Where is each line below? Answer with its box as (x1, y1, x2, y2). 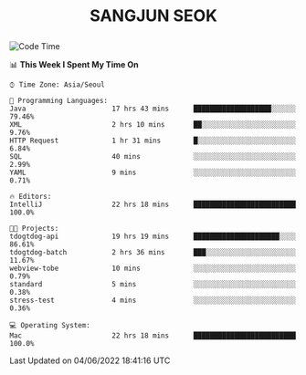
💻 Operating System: (9, 321, 91, 330)
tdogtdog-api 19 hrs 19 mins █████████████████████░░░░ (9, 232, 297, 242)
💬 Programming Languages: (9, 97, 108, 106)
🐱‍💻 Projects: (9, 224, 59, 234)
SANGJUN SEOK (90, 5, 217, 26)
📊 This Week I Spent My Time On (9, 59, 139, 70)
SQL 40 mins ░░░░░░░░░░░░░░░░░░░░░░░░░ (9, 152, 297, 161)
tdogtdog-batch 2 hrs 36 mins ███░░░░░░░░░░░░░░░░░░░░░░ (9, 248, 297, 257)
